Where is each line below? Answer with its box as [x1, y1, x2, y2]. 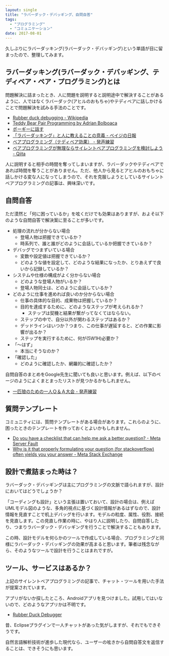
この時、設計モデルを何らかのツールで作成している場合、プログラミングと [5, 535, 160, 541]
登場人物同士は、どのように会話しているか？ [20, 284, 114, 291]
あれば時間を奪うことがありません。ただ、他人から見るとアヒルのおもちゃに [5, 167, 164, 173]
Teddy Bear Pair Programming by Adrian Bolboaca [12, 120, 118, 126]
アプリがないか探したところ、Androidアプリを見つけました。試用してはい [5, 595, 159, 601]
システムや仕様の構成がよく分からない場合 [12, 272, 101, 278]
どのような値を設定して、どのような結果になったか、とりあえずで [20, 259, 157, 266]
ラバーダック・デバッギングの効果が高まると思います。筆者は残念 [14, 541, 151, 547]
